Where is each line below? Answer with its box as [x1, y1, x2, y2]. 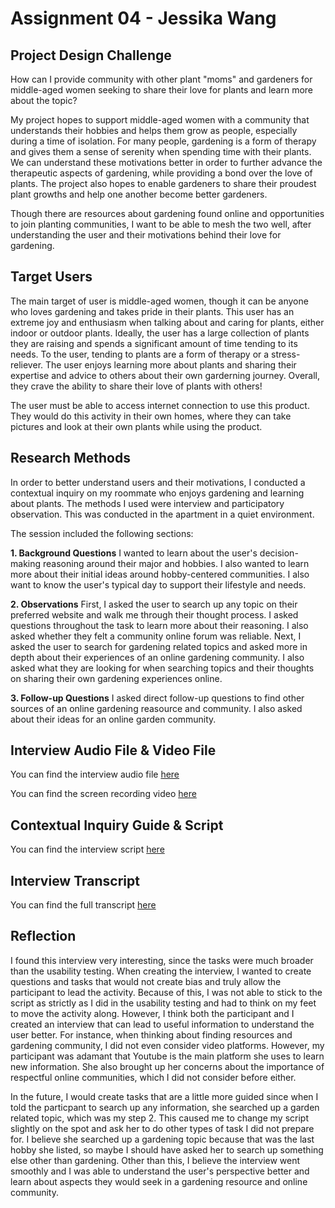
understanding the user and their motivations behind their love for [10, 229, 282, 241]
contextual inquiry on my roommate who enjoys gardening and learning [10, 487, 305, 499]
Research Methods [10, 450, 131, 467]
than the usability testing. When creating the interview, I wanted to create [10, 965, 312, 977]
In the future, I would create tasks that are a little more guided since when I [10, 1090, 319, 1102]
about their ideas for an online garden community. [10, 713, 217, 725]
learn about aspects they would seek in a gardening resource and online [10, 1175, 308, 1187]
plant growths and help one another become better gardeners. [10, 188, 268, 200]
